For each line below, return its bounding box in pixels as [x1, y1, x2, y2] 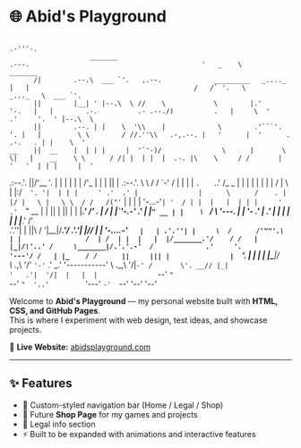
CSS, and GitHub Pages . [9, 305, 101, 316]
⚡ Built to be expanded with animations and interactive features [21, 428, 257, 439]
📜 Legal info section [21, 418, 96, 429]
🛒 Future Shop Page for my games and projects [21, 409, 199, 419]
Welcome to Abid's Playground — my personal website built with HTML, [9, 295, 279, 306]
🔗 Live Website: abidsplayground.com [9, 342, 151, 352]
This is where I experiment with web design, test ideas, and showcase [9, 315, 268, 325]
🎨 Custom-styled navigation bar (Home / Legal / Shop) [21, 400, 224, 410]
